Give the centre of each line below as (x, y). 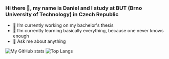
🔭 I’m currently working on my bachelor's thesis (63, 25)
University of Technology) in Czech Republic (62, 14)
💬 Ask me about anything (39, 41)
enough (21, 36)
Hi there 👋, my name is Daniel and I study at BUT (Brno (74, 8)
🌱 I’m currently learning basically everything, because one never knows (88, 31)
